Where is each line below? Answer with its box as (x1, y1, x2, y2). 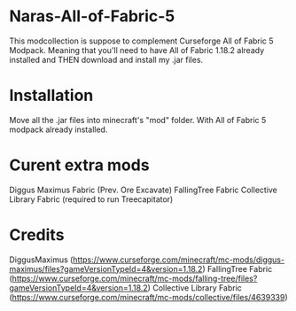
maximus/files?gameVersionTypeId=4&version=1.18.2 (9, 263, 203, 274)
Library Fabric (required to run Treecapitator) (9, 193, 174, 205)
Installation (9, 86, 94, 105)
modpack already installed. (9, 124, 108, 135)
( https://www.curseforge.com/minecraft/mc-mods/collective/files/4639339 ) (9, 292, 288, 302)
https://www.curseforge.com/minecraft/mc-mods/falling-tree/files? (12, 273, 258, 284)
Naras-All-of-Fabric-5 (9, 6, 175, 27)
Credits (9, 225, 65, 245)
